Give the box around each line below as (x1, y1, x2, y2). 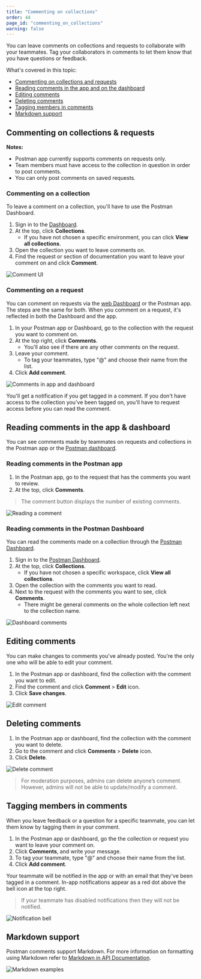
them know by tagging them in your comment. (6, 823, 120, 830)
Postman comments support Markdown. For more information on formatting (6, 948, 194, 955)
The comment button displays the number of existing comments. (20, 497, 181, 505)
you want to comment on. (14, 330, 79, 337)
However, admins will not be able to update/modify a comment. (20, 783, 178, 791)
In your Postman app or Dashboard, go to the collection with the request (14, 324, 194, 331)
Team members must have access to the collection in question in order (14, 162, 191, 169)
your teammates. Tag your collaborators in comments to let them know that (6, 49, 192, 56)
